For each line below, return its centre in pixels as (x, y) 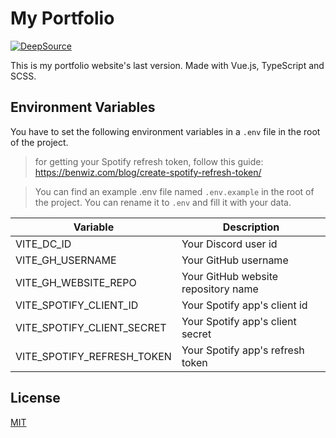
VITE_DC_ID (43, 244)
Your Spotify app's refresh (243, 350)
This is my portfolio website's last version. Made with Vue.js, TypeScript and (167, 65)
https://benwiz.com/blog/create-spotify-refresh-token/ (148, 172)
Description (251, 227)
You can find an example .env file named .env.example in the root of (174, 191)
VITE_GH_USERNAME (66, 260)
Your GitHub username (235, 260)
